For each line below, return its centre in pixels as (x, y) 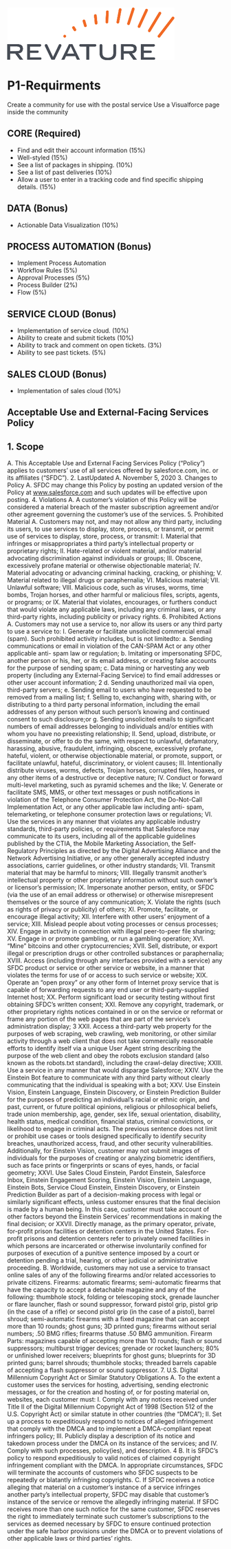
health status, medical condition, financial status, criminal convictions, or (110, 1121)
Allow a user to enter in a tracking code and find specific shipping (110, 179)
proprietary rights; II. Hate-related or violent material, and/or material (104, 551)
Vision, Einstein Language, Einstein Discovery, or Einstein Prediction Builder (114, 1093)
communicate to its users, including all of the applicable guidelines (101, 836)
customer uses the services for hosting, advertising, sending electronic (108, 1385)
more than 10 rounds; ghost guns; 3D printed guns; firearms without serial (112, 1327)
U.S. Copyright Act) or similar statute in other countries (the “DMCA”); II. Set (114, 1414)
